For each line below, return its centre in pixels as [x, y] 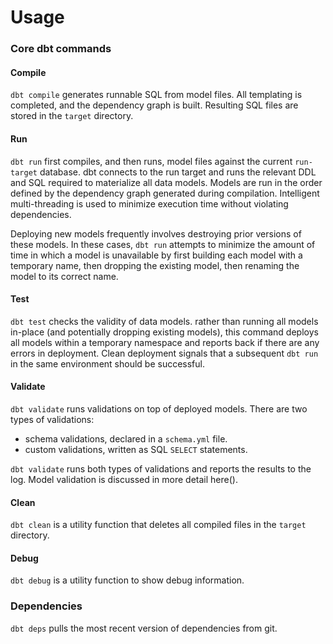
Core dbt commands [61, 49]
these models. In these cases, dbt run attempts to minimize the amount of [163, 244]
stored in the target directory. [72, 116]
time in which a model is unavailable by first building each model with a [156, 255]
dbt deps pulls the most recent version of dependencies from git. [144, 628]
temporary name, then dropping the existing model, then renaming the [155, 265]
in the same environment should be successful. [107, 363]
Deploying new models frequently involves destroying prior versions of [156, 233]
